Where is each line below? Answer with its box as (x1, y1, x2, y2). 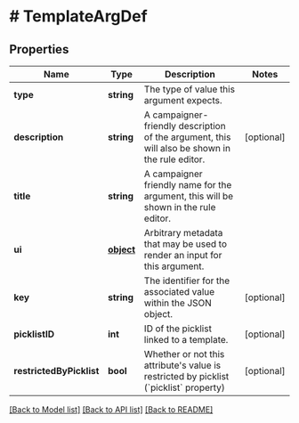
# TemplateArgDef (9, 6, 149, 27)
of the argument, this (143, 131, 231, 143)
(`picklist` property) (143, 381, 225, 394)
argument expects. (143, 94, 222, 106)
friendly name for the (143, 179, 232, 191)
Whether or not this (143, 348, 225, 360)
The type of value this (143, 83, 236, 95)
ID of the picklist (143, 322, 212, 335)
